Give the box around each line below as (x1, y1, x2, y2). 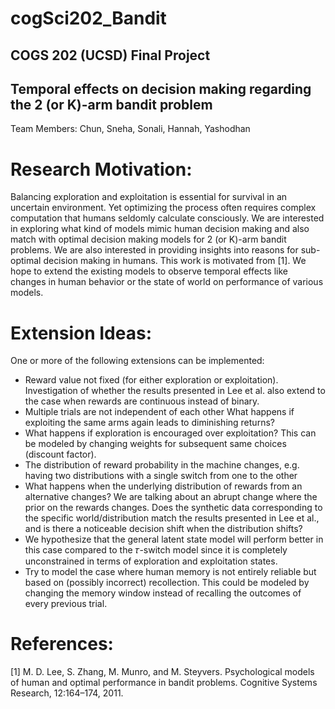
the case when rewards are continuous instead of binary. (24, 395, 260, 407)
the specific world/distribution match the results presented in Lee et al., (24, 512, 320, 524)
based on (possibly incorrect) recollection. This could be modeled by (24, 577, 310, 589)
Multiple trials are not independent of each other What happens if (24, 406, 295, 418)
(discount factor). (24, 448, 97, 461)
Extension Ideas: (10, 322, 152, 344)
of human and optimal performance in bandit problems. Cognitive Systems (10, 677, 318, 689)
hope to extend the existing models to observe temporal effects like (10, 265, 288, 277)
